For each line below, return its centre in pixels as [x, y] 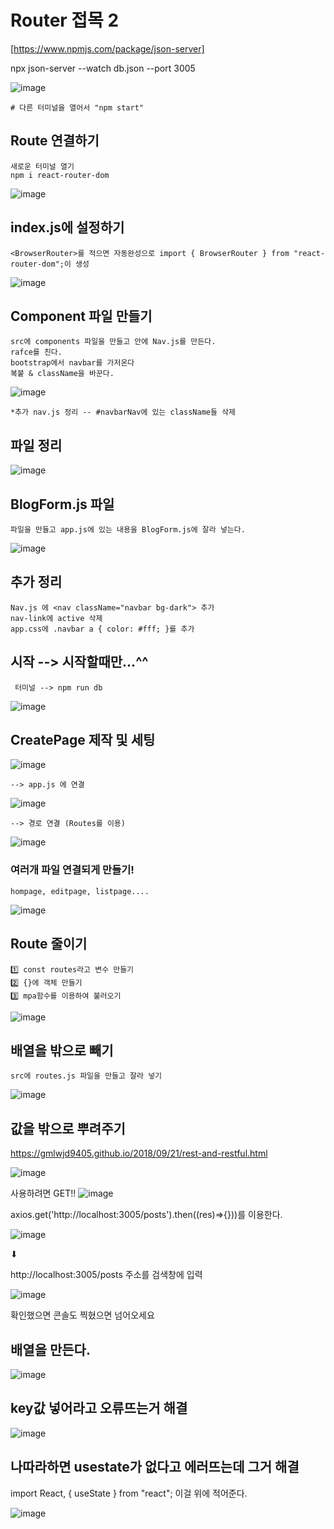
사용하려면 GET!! [43, 1193]
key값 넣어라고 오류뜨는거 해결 [99, 1408]
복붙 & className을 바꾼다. [62, 374]
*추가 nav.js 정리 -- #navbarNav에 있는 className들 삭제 [123, 412]
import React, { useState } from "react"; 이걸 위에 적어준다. [129, 1493]
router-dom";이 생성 [50, 264]
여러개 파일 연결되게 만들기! [72, 870]
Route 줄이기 [49, 944]
